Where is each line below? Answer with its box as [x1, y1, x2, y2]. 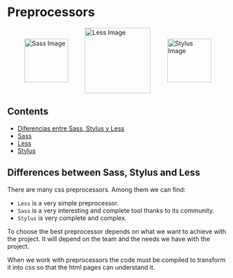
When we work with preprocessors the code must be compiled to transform [7, 256, 226, 264]
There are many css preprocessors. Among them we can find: [7, 185, 186, 193]
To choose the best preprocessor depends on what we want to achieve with [7, 227, 227, 235]
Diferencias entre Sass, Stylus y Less [17, 124, 125, 133]
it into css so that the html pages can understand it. [7, 263, 155, 271]
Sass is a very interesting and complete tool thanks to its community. [17, 206, 215, 214]
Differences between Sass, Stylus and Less [7, 167, 201, 179]
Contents [7, 105, 49, 117]
